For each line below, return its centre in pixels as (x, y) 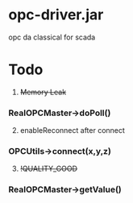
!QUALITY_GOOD (49, 169)
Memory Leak (43, 92)
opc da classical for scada (52, 37)
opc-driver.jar (56, 15)
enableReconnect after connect (72, 130)
